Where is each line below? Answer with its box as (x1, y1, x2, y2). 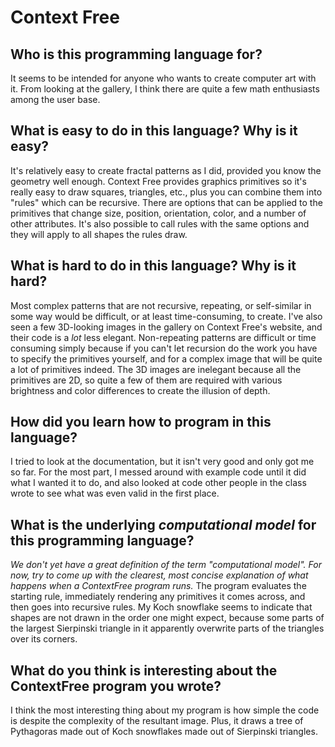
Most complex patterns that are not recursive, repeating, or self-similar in (10, 299, 312, 311)
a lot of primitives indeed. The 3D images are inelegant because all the (10, 363, 302, 375)
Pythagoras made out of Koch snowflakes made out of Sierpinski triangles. (10, 726, 318, 738)
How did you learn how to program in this (10, 414, 272, 431)
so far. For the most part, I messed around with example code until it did (10, 466, 307, 478)
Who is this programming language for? (10, 46, 263, 63)
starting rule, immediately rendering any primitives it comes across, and (10, 591, 306, 603)
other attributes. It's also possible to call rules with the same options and (10, 217, 310, 230)
